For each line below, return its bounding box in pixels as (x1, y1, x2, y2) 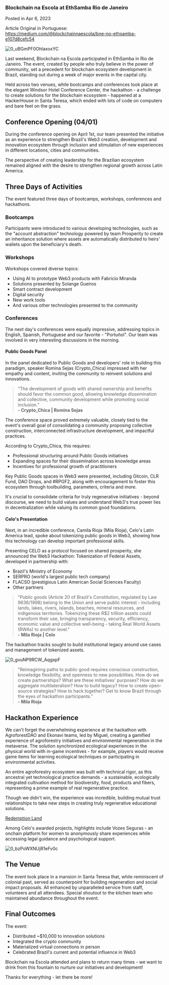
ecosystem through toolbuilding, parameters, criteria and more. (5, 484, 137, 490)
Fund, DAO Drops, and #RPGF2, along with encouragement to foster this (5, 479, 155, 485)
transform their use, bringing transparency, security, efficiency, (17, 616, 149, 622)
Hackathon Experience (5, 713, 79, 722)
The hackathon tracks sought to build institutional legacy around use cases (5, 641, 161, 648)
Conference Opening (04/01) (5, 118, 98, 126)
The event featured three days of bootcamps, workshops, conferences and (5, 196, 161, 202)
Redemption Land (5, 815, 42, 821)
